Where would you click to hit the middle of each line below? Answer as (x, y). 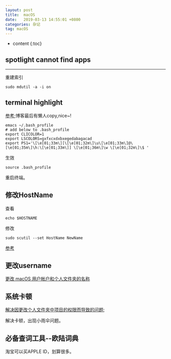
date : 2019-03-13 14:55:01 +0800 (43, 19)
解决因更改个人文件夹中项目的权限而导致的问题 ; (55, 310)
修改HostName (29, 195)
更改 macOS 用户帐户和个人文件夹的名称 (48, 279)
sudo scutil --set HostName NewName (44, 238)
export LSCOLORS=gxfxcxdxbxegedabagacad (49, 138)
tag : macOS (17, 29)
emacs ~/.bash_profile (29, 125)
